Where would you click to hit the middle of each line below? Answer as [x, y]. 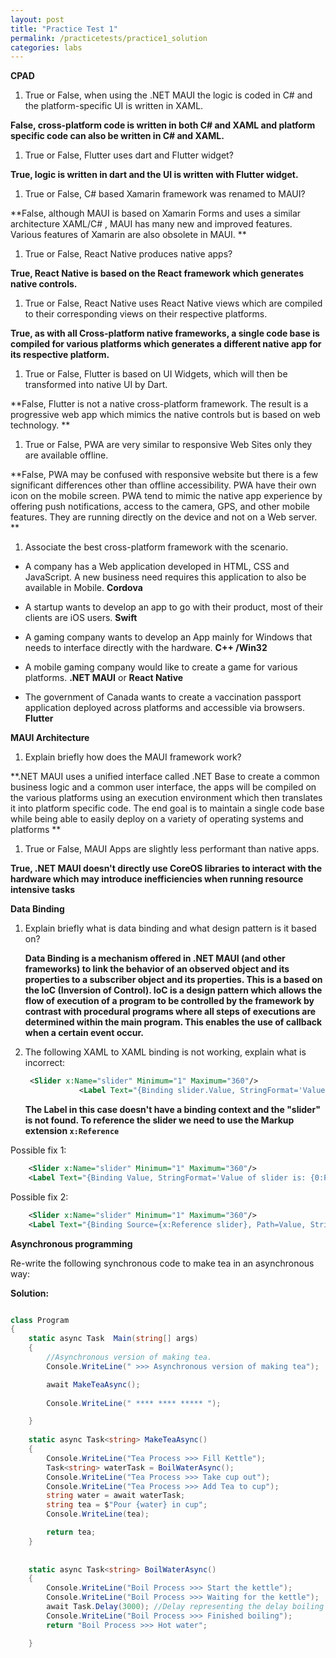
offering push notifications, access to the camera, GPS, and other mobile [160, 507]
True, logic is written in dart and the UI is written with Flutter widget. [154, 175]
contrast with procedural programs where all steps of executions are [170, 1012]
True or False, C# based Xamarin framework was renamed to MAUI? [165, 194]
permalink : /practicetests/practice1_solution [109, 38]
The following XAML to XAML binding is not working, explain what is [165, 1052]
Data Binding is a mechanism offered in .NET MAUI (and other [155, 958]
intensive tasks [43, 890]
